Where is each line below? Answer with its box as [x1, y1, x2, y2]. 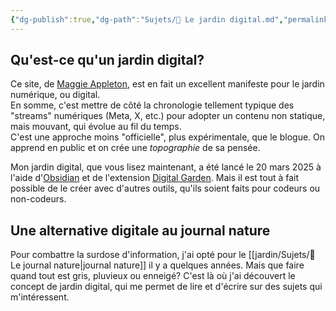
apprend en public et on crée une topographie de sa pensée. [10, 142, 261, 154]
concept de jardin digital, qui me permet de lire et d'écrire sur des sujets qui [10, 281, 323, 293]
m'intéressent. [10, 291, 70, 303]
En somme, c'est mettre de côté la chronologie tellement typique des [10, 99, 295, 111]
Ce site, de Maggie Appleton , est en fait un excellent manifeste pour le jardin [10, 78, 325, 90]
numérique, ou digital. [10, 89, 101, 101]
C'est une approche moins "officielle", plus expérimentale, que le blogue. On [10, 131, 326, 143]
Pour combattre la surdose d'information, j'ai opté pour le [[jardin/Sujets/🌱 [10, 249, 316, 261]
